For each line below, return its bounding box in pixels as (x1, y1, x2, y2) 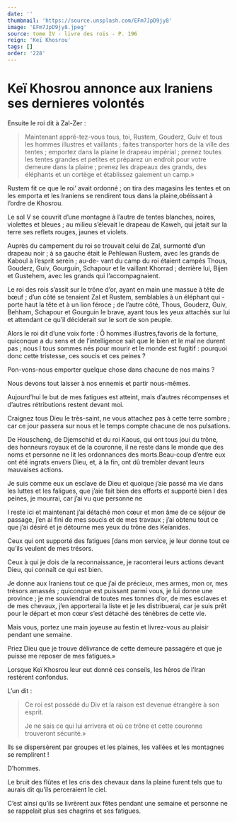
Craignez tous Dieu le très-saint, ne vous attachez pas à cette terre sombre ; (7, 413, 231, 422)
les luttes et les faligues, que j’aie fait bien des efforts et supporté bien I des (7, 486, 228, 495)
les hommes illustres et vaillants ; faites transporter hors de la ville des (24, 139, 230, 149)
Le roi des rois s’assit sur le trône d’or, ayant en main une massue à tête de (7, 285, 225, 294)
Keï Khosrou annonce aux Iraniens (7, 81, 214, 96)
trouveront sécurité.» (24, 729, 86, 737)
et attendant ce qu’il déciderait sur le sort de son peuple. (7, 315, 173, 324)
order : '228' (7, 50, 46, 57)
